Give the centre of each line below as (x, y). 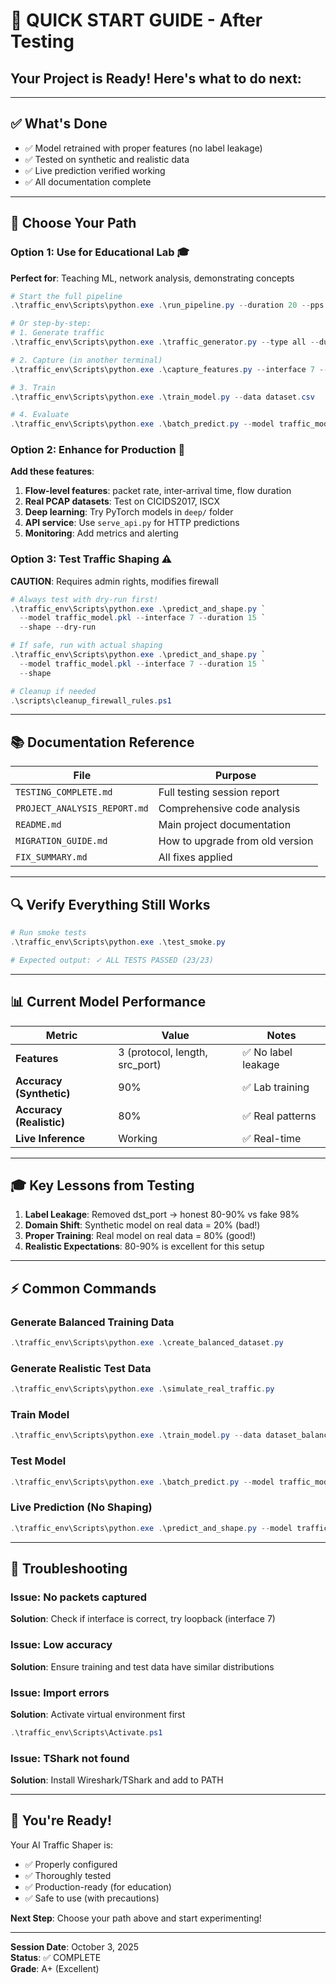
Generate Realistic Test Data (81, 1368)
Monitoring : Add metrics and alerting (101, 533)
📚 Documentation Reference (102, 742)
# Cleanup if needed (53, 691)
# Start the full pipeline (66, 296)
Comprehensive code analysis (229, 809)
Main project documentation (225, 825)
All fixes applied (195, 857)
